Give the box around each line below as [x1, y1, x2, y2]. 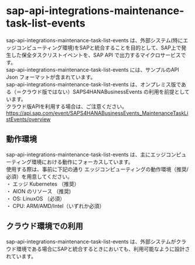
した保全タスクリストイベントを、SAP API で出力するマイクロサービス [11, 51, 181, 58]
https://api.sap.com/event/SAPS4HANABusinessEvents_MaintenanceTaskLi [6, 109, 189, 116]
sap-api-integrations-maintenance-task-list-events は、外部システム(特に [6, 36, 183, 43]
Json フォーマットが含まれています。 [6, 73, 96, 80]
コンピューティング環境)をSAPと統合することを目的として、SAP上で [16, 44, 182, 51]
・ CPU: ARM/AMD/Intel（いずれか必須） [6, 202, 105, 209]
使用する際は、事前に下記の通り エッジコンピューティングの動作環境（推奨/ [6, 166, 189, 173]
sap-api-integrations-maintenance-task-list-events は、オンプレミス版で [6, 80, 182, 88]
